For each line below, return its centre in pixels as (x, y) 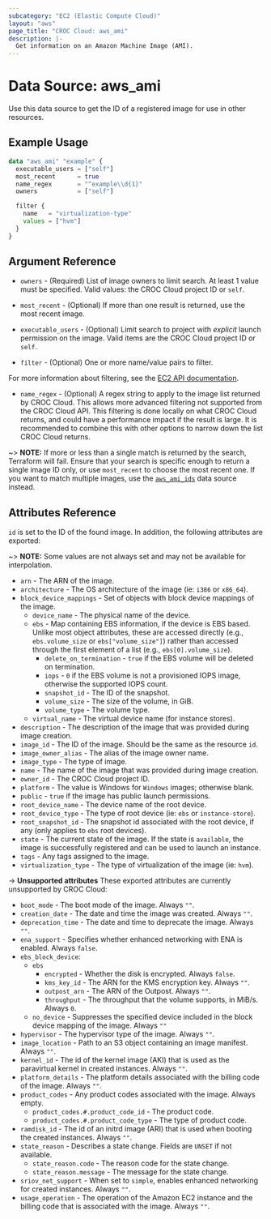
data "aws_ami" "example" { (56, 161)
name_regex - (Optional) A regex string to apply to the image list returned (140, 394)
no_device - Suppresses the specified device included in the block (142, 1017)
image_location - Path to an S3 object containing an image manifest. (134, 1043)
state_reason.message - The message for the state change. (130, 1172)
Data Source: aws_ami (85, 86)
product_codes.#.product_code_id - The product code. (123, 1112)
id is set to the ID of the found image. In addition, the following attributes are (135, 533)
